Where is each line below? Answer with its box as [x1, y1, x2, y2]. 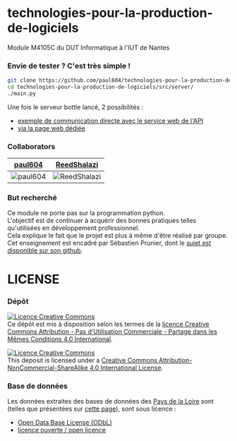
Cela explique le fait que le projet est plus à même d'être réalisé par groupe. [7, 231, 228, 240]
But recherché [7, 193, 58, 203]
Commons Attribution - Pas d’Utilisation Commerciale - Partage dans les [7, 327, 217, 336]
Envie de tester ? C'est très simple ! [7, 61, 131, 71]
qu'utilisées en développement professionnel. [7, 224, 140, 232]
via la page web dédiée [17, 123, 86, 132]
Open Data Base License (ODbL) [17, 418, 113, 427]
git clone [7, 77, 37, 84]
